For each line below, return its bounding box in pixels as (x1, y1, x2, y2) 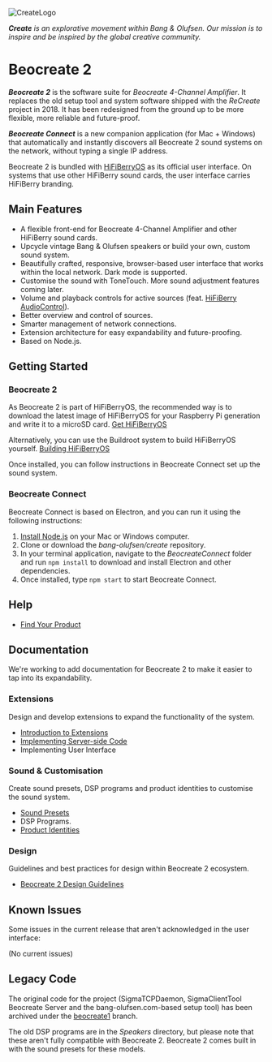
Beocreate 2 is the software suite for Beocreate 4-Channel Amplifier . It (8, 87, 246, 97)
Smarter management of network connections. (19, 319, 177, 329)
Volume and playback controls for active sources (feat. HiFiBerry (19, 293, 237, 303)
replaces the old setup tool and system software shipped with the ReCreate (8, 96, 261, 105)
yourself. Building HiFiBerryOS (8, 444, 110, 454)
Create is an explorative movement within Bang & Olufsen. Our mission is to (8, 24, 263, 32)
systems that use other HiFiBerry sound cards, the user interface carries (8, 170, 251, 180)
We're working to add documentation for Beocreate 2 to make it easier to (8, 664, 253, 674)
